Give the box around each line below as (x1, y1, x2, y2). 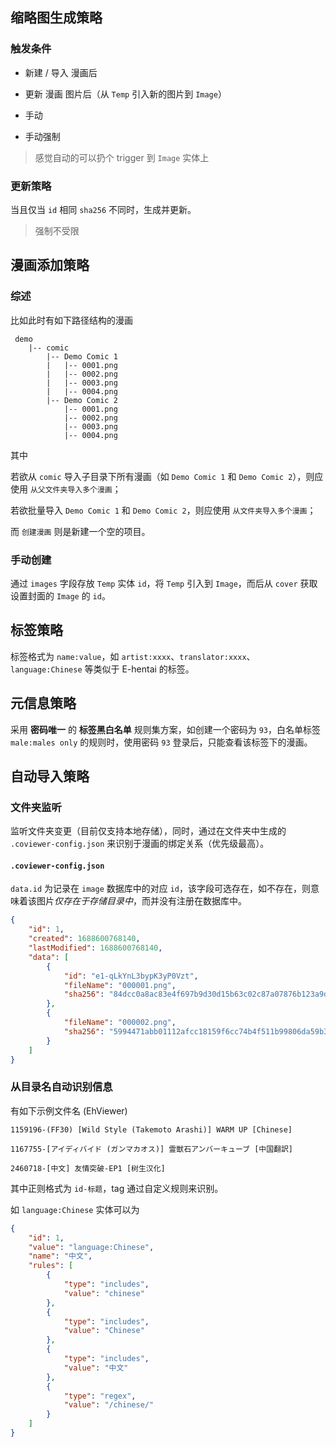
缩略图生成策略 (10, 9, 103, 27)
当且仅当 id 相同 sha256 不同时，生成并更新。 (10, 203, 197, 215)
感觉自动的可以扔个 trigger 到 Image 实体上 (34, 151, 210, 163)
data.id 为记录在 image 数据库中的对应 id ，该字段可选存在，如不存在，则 (10, 883, 311, 895)
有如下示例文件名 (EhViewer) (10, 1104, 128, 1117)
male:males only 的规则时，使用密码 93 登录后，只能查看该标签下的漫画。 (10, 736, 313, 748)
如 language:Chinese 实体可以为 (10, 1203, 140, 1215)
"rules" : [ (28, 1261, 74, 1271)
